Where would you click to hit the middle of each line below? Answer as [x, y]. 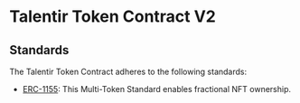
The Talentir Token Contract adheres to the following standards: [128, 71]
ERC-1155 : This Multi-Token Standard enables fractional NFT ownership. [157, 89]
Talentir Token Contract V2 [113, 17]
